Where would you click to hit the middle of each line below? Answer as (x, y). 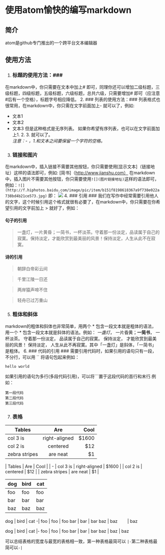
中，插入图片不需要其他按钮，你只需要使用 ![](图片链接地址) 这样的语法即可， (82, 179)
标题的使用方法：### (37, 75)
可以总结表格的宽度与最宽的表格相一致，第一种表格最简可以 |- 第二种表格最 (81, 541)
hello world (17, 366)
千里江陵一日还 (32, 279)
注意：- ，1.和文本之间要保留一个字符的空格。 (58, 141)
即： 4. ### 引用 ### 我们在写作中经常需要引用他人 (103, 196)
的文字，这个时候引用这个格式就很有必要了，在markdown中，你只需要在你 (81, 202)
